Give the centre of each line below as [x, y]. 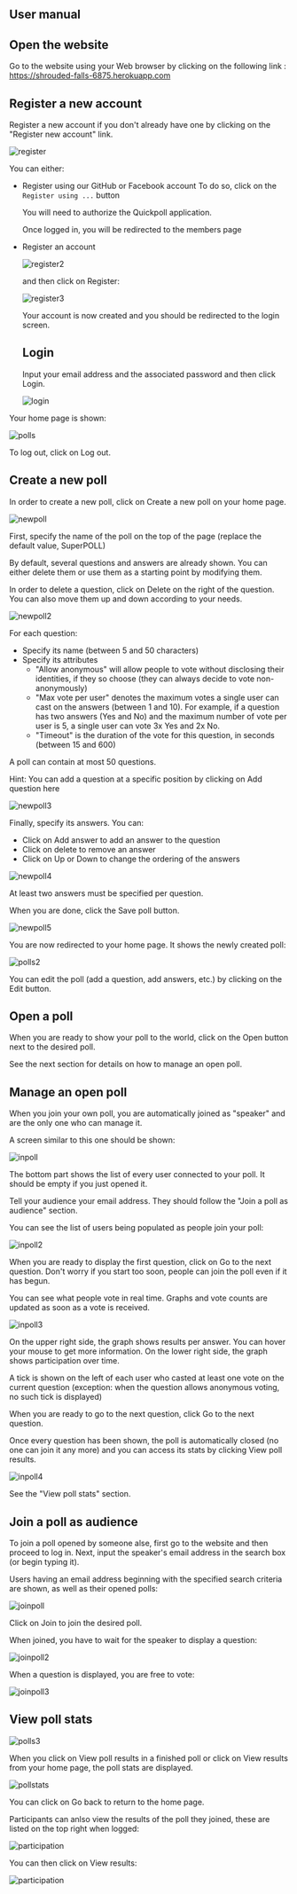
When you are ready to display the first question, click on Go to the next [141, 1262]
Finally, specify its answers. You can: [77, 822]
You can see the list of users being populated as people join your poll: [137, 1228]
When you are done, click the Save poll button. [94, 910]
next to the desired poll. [52, 1047]
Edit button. [30, 988]
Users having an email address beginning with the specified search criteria [146, 1579]
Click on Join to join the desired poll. [76, 1623]
